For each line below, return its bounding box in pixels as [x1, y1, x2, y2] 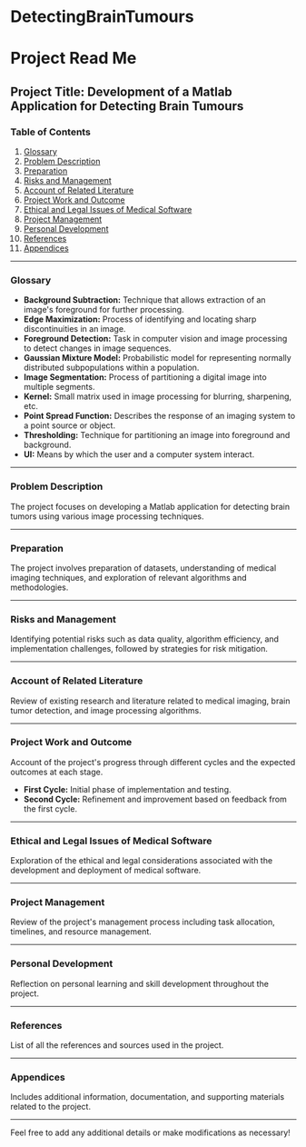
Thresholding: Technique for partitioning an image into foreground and [23, 430, 291, 441]
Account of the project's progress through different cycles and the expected [10, 756, 296, 767]
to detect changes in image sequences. [23, 343, 172, 354]
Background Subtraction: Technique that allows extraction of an [23, 294, 266, 305]
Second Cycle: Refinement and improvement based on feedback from [23, 793, 287, 804]
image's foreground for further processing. [23, 304, 184, 315]
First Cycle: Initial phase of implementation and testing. [23, 783, 232, 794]
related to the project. [10, 1102, 92, 1112]
